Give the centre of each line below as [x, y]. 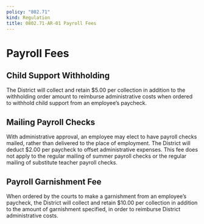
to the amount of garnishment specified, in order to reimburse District [93, 209]
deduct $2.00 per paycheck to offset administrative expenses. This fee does [102, 150]
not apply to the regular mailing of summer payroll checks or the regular [97, 156]
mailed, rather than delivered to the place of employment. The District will [98, 143]
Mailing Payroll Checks [51, 122]
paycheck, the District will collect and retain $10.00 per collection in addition [102, 203]
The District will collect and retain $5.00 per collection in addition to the [96, 90]
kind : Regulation [28, 18]
